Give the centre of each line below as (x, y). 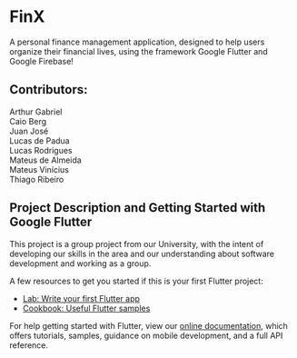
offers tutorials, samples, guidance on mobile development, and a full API (146, 335)
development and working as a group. (80, 263)
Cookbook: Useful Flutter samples (86, 308)
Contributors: (49, 89)
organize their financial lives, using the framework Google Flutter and (139, 51)
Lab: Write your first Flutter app (81, 298)
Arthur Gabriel (36, 112)
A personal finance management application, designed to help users (137, 42)
